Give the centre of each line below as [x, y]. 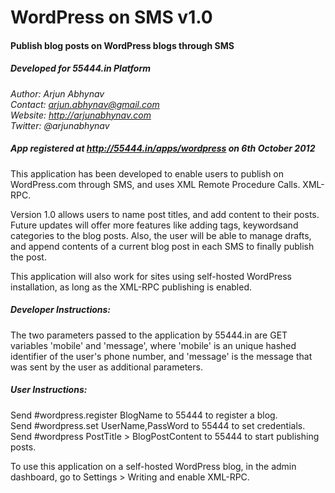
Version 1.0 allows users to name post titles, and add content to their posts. [165, 214]
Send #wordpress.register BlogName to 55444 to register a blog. [144, 415]
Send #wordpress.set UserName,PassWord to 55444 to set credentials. [158, 425]
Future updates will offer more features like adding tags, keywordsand [154, 225]
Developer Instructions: [61, 310]
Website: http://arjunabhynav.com [81, 115]
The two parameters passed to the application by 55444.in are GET [149, 335]
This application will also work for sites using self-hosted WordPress [151, 276]
